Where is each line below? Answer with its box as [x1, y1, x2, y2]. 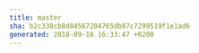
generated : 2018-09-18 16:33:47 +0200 [9, 30, 154, 39]
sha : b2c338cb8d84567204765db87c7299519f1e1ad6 [9, 22, 191, 31]
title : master [9, 13, 63, 22]
